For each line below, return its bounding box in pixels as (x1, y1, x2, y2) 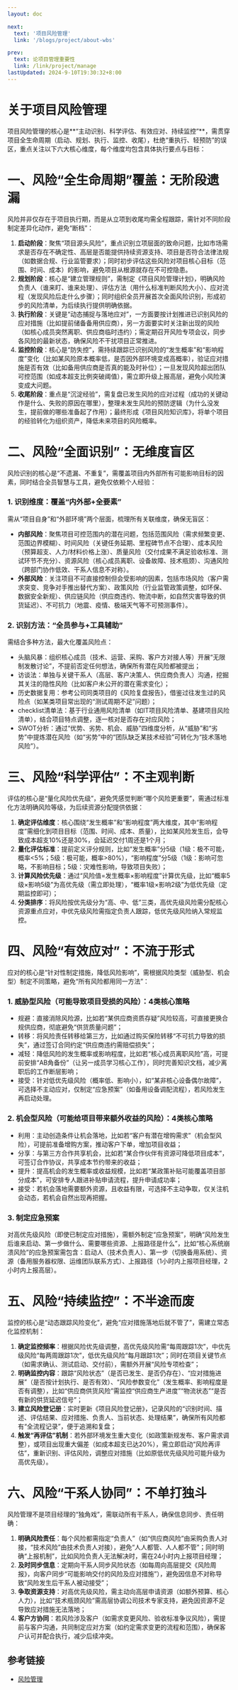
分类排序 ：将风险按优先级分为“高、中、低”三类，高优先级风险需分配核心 (17, 898, 229, 907)
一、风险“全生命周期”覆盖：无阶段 (7, 172, 208, 188)
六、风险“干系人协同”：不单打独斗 (7, 1485, 208, 1502)
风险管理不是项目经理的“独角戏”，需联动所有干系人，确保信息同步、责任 (7, 1509, 218, 1518)
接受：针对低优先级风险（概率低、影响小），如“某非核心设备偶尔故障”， (17, 1076, 225, 1084)
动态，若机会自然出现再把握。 (23, 1193, 111, 1202)
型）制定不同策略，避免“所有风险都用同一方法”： (7, 977, 150, 986)
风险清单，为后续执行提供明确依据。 (30, 301, 136, 309)
